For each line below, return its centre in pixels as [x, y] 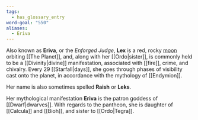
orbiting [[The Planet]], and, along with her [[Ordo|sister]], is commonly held [99, 57]
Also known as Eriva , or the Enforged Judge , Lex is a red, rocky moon [92, 50]
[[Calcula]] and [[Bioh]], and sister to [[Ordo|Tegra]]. [70, 111]
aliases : [17, 28]
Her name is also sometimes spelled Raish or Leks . [69, 87]
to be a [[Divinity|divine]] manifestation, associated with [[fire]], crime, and [97, 63]
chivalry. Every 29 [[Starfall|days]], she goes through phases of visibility [94, 69]
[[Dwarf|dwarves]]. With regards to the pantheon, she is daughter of [90, 105]
